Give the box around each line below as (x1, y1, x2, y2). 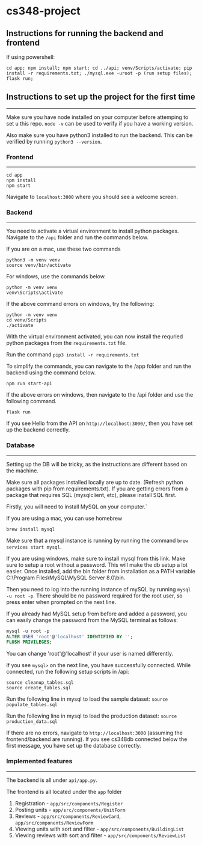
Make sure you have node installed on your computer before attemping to (6, 113, 189, 121)
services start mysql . (6, 543, 62, 551)
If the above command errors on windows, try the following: (6, 300, 155, 308)
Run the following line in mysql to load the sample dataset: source (6, 695, 168, 703)
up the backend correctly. (6, 426, 70, 433)
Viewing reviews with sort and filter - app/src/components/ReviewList (14, 831, 186, 839)
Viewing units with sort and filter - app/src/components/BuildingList (14, 825, 185, 832)
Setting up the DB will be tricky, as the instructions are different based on (6, 460, 188, 468)
